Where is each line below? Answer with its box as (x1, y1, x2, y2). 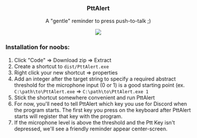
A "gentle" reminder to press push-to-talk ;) (45, 18, 151, 25)
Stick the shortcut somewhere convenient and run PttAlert (14, 94, 155, 101)
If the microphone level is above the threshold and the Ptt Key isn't (14, 119, 175, 126)
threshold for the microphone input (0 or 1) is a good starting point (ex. (14, 81, 185, 89)
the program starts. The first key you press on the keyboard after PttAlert (14, 106, 191, 113)
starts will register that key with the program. (14, 113, 123, 120)
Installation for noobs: (5, 43, 70, 51)
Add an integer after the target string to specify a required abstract (14, 75, 176, 82)
